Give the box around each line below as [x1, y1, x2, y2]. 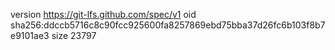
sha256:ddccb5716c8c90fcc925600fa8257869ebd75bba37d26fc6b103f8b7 [10, 19, 326, 31]
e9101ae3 [10, 30, 50, 41]
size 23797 [51, 30, 97, 41]
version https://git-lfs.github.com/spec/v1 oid [10, 9, 197, 20]
